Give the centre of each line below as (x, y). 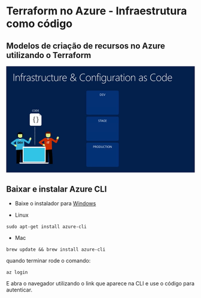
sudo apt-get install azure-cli (46, 227)
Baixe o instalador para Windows (55, 203)
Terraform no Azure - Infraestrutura (97, 11)
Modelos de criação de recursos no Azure (86, 46)
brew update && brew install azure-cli (56, 250)
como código (39, 24)
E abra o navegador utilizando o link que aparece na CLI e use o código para (100, 284)
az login (17, 273)
